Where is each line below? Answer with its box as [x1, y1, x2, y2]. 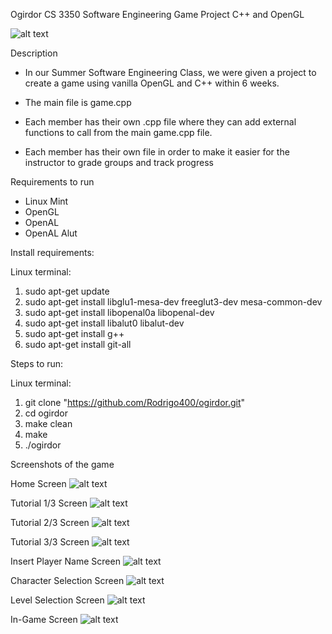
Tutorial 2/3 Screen [10, 517, 90, 528]
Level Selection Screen [10, 594, 105, 606]
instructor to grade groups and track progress [24, 157, 214, 168]
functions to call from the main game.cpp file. [24, 127, 213, 138]
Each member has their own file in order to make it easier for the [24, 146, 290, 158]
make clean [24, 418, 73, 429]
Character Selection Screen [10, 575, 125, 586]
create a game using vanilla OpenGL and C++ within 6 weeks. [24, 77, 280, 89]
